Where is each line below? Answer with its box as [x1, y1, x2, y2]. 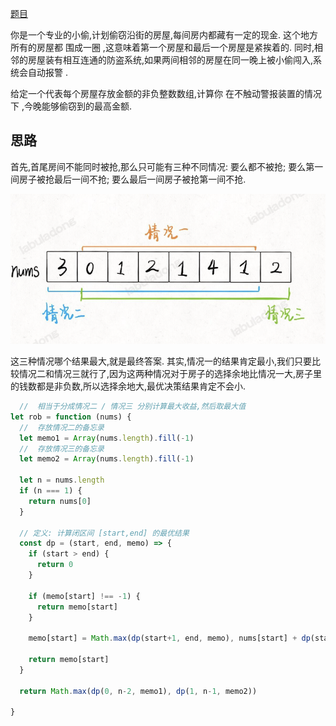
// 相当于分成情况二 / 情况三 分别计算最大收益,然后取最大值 [19, 402, 247, 412]
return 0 [36, 560, 74, 570]
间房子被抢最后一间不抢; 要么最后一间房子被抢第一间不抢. [10, 173, 247, 185]
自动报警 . [27, 67, 68, 78]
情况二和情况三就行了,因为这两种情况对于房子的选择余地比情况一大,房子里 [18, 368, 323, 380]
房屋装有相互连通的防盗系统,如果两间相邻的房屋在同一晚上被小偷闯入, [27, 54, 314, 66]
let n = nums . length [19, 475, 105, 486]
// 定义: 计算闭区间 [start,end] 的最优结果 [19, 528, 190, 538]
